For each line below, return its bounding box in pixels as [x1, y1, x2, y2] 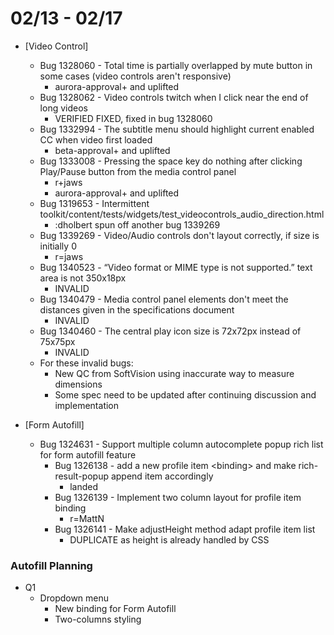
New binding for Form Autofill [54, 603, 177, 615]
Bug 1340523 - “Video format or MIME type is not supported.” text [39, 261, 313, 273]
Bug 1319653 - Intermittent [39, 197, 150, 209]
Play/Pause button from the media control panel [39, 165, 237, 177]
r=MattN [69, 512, 105, 524]
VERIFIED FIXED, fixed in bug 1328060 [54, 112, 213, 124]
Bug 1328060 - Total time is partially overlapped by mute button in [39, 59, 313, 71]
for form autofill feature [39, 448, 137, 461]
